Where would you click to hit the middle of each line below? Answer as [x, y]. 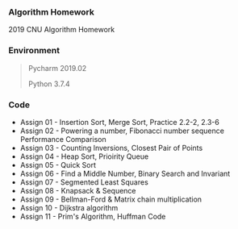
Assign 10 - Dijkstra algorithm [69, 207]
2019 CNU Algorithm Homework [62, 30]
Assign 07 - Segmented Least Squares [84, 182]
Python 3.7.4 [49, 84]
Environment [34, 51]
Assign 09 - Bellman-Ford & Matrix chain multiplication [111, 199]
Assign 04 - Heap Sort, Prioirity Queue [84, 156]
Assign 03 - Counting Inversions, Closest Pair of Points [111, 148]
